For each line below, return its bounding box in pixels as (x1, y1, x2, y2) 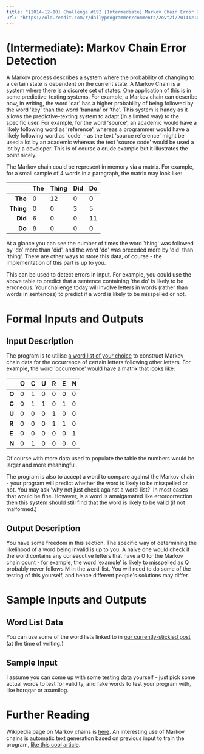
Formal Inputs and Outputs (6, 312, 144, 326)
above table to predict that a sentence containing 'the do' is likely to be (6, 278, 184, 285)
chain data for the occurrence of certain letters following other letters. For (6, 359, 191, 366)
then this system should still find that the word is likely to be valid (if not (6, 499, 185, 506)
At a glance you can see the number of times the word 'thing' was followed (6, 240, 194, 247)
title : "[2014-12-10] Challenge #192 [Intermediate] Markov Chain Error (6, 9, 194, 15)
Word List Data (6, 617, 64, 627)
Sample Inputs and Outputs (6, 593, 147, 607)
